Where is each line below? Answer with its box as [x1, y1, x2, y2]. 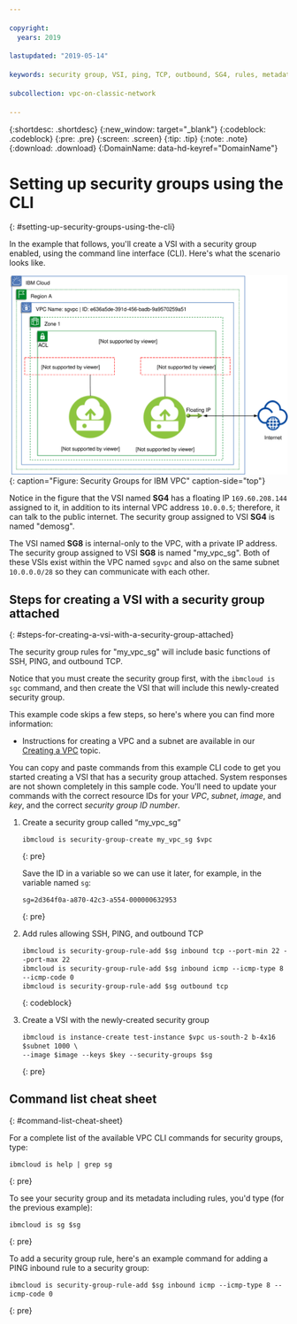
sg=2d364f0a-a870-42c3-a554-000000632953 [21, 895, 177, 905]
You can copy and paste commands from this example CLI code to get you [9, 763, 281, 773]
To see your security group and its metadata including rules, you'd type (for [9, 1192, 285, 1204]
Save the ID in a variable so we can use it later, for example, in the [21, 868, 263, 879]
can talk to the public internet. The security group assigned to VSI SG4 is [9, 512, 276, 523]
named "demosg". [9, 521, 75, 531]
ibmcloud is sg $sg [9, 1220, 81, 1229]
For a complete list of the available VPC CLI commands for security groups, [9, 1132, 284, 1142]
